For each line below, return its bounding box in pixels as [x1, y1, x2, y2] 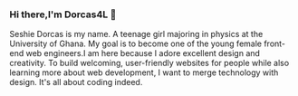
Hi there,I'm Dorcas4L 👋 [9, 8, 117, 21]
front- [264, 38, 286, 49]
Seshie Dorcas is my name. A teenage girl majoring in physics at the [9, 29, 264, 40]
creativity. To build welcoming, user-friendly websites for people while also [9, 58, 290, 69]
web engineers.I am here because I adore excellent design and [25, 48, 261, 59]
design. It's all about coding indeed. [9, 77, 143, 88]
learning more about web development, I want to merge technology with [9, 67, 279, 78]
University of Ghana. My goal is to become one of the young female [9, 38, 263, 49]
